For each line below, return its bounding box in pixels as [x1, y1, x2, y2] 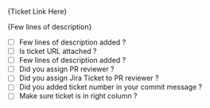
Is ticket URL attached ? [18, 47, 97, 56]
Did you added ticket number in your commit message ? [18, 83, 203, 92]
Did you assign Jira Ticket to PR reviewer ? [18, 73, 160, 83]
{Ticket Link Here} [7, 7, 68, 16]
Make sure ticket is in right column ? [18, 91, 138, 101]
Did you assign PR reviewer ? [18, 64, 115, 74]
